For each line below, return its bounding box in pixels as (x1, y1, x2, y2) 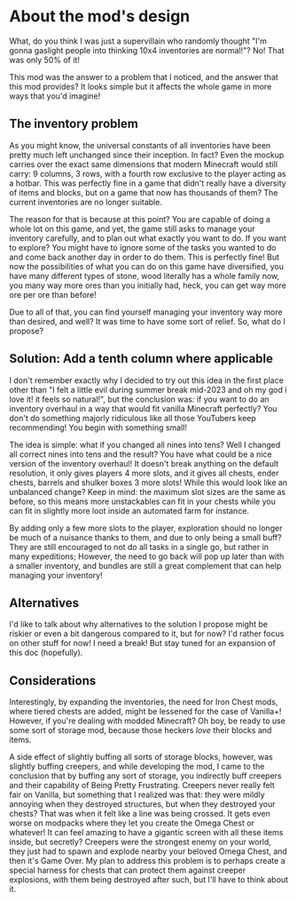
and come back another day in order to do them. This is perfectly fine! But (9, 251, 280, 262)
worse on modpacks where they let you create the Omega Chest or (9, 817, 255, 828)
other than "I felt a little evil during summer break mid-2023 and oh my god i (9, 384, 287, 395)
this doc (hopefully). (9, 647, 83, 658)
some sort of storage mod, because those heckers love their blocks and (9, 725, 272, 736)
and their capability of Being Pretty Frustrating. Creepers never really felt (9, 780, 275, 791)
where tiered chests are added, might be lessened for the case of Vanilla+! (9, 706, 282, 717)
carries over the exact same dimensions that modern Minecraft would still (9, 158, 277, 170)
